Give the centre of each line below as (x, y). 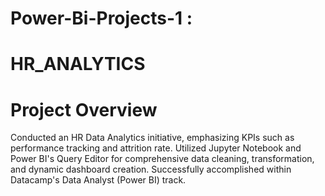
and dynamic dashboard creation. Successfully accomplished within (151, 169)
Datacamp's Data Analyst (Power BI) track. (98, 180)
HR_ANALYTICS (78, 64)
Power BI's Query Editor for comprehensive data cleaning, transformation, (162, 159)
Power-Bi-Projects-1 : (101, 18)
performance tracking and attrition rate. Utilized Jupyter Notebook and (156, 148)
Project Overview (84, 109)
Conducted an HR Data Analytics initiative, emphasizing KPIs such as (152, 138)
